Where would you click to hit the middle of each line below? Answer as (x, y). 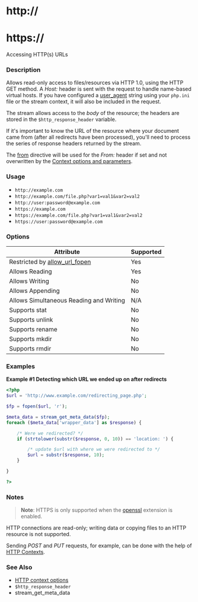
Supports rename (33, 329)
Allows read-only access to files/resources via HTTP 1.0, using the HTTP (95, 83)
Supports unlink (31, 320)
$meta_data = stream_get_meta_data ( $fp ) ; (58, 417)
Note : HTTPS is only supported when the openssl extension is (97, 510)
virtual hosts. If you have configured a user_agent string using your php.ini (98, 95)
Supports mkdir (31, 339)
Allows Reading (31, 272)
